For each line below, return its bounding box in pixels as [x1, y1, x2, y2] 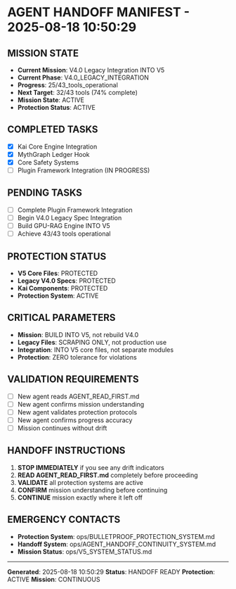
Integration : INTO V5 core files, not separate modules [17, 346, 174, 354]
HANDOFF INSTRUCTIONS [7, 445, 126, 457]
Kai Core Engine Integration [17, 142, 98, 151]
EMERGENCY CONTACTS [7, 514, 121, 526]
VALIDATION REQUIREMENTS [7, 374, 139, 386]
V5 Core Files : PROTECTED [17, 269, 98, 277]
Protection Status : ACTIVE [17, 103, 96, 111]
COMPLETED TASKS [7, 124, 98, 136]
